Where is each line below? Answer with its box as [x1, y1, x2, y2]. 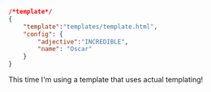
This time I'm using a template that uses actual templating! [8, 75, 204, 84]
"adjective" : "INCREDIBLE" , [37, 37, 129, 46]
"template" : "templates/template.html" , [23, 23, 158, 31]
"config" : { [23, 30, 63, 38]
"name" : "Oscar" [37, 45, 93, 53]
